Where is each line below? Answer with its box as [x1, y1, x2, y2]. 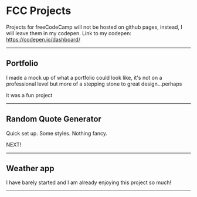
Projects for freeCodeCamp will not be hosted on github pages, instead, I [6, 23, 183, 30]
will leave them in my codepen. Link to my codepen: [6, 29, 132, 36]
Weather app [6, 163, 55, 174]
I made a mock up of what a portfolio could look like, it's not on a [6, 74, 162, 81]
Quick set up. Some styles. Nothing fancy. [6, 130, 107, 137]
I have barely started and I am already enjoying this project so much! [6, 179, 172, 186]
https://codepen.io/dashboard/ [6, 36, 81, 43]
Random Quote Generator [6, 114, 101, 124]
